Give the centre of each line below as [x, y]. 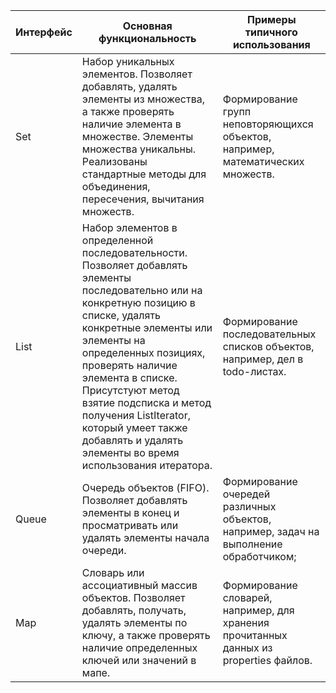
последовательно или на [142, 290]
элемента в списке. [129, 377]
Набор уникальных [128, 61]
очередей [246, 494]
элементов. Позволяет [137, 74]
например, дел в [263, 359]
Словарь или [113, 572]
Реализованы [114, 161]
